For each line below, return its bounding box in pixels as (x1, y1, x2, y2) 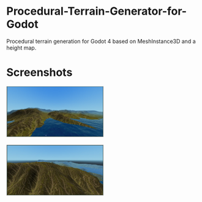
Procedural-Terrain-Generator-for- (6, 4, 187, 18)
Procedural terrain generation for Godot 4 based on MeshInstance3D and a (6, 37, 196, 45)
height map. (6, 44, 37, 51)
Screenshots (6, 65, 73, 80)
